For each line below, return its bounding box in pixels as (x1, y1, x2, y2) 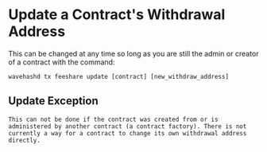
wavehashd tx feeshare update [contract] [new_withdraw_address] (8, 72, 229, 80)
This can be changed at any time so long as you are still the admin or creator (8, 49, 259, 58)
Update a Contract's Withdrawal (8, 6, 226, 24)
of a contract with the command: (8, 57, 115, 67)
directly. (8, 136, 41, 144)
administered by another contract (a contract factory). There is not (8, 122, 247, 131)
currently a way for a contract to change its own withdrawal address (8, 129, 247, 137)
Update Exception (8, 94, 99, 108)
